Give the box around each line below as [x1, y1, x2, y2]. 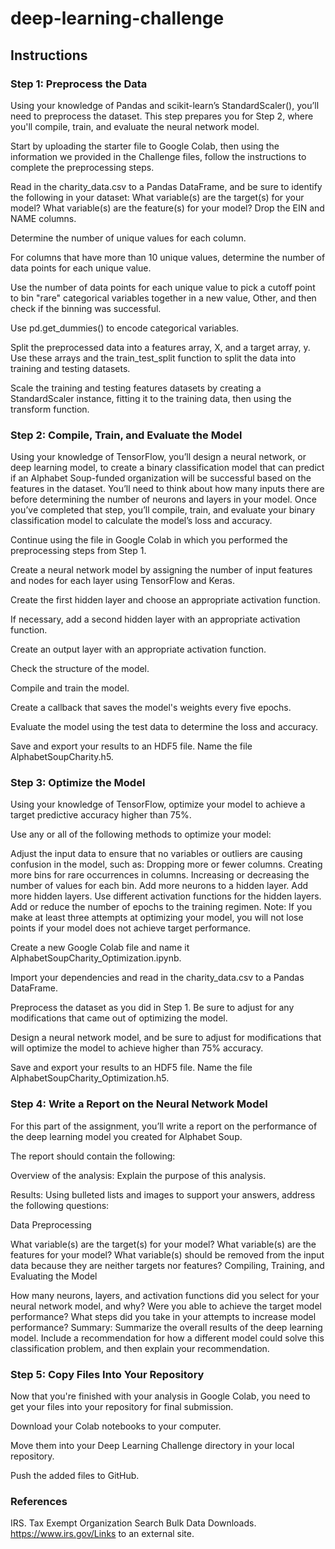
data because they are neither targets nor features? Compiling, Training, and [10, 1259, 325, 1271]
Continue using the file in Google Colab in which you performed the [10, 534, 288, 546]
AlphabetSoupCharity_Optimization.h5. [10, 1072, 170, 1084]
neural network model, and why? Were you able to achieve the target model [10, 1300, 322, 1312]
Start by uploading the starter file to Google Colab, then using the [10, 140, 280, 152]
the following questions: [10, 1199, 110, 1211]
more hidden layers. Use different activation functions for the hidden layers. [10, 890, 322, 902]
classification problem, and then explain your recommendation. [10, 1342, 270, 1354]
